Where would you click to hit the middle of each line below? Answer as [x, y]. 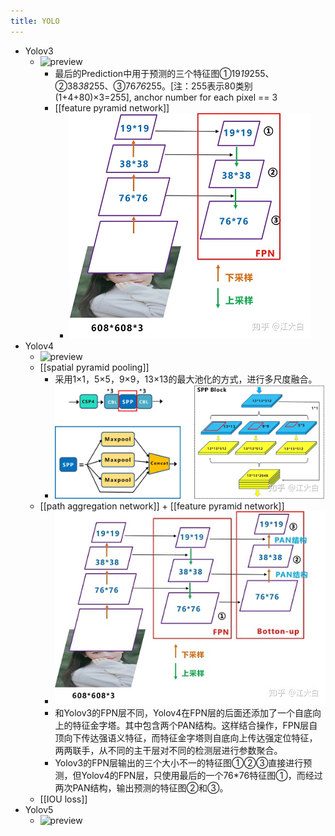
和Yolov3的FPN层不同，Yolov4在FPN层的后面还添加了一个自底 [183, 713]
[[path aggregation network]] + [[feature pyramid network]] [162, 506]
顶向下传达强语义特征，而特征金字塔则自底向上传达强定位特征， [186, 738]
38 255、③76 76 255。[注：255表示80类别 [165, 86]
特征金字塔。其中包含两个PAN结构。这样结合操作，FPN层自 [195, 726]
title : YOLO [35, 21]
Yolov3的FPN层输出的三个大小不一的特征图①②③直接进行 [179, 763]
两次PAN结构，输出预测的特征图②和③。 [141, 788]
